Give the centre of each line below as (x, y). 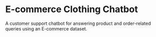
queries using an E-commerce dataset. (46, 28)
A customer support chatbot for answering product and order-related (78, 23)
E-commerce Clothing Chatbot (72, 9)
